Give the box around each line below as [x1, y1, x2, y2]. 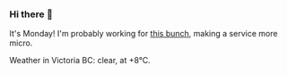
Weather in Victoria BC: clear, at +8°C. [9, 55, 151, 66]
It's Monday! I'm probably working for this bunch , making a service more [9, 29, 278, 39]
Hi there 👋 [9, 8, 54, 21]
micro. [9, 37, 33, 48]
